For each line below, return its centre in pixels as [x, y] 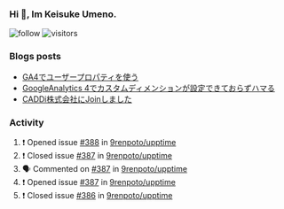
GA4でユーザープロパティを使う [80, 77]
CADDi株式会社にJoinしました [77, 99]
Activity [27, 122]
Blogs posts [35, 57]
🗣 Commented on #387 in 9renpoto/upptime [105, 168]
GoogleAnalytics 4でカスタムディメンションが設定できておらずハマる [148, 88]
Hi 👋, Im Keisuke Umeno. [63, 14]
